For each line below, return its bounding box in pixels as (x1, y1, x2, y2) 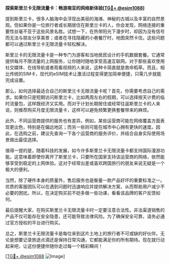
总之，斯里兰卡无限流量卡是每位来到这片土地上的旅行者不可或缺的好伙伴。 (5, 231, 160, 236)
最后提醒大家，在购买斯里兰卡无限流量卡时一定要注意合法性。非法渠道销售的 (5, 207, 165, 213)
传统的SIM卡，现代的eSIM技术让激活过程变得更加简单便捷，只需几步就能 (9, 71, 161, 77)
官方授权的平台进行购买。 (9, 220, 63, 225)
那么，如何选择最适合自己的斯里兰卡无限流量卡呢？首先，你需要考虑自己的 (5, 88, 160, 94)
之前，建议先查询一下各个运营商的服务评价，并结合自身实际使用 (27, 130, 160, 136)
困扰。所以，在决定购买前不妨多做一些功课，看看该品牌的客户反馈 (18, 190, 156, 196)
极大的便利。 (5, 167, 32, 172)
